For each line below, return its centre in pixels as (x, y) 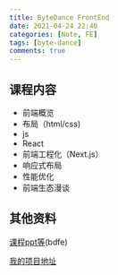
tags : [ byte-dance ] (46, 43)
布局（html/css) (51, 124)
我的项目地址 (33, 261)
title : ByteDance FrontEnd (59, 17)
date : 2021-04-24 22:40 (54, 26)
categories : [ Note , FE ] (54, 34)
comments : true (38, 51)
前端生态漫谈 (46, 187)
